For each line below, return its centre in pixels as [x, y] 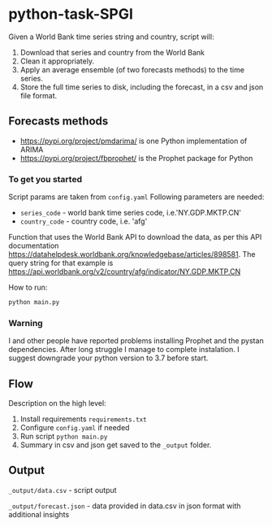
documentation [34, 246]
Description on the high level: [58, 403]
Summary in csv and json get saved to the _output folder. [116, 445]
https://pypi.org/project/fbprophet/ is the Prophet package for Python [136, 158]
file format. [39, 95]
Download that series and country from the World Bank [112, 52]
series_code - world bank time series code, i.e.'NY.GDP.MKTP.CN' [131, 213]
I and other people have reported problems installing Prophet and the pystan [136, 341]
